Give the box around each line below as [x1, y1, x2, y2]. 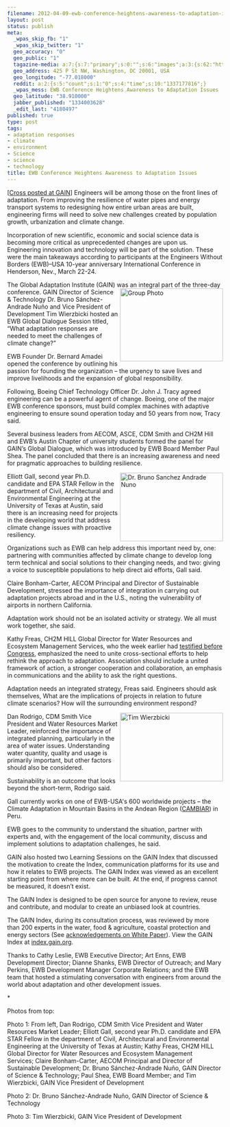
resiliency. [7, 530, 36, 538]
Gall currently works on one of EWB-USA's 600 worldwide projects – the [7, 797, 212, 805]
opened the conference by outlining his [7, 359, 118, 368]
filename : [7, 10, 36, 17]
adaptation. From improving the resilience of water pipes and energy [7, 195, 201, 204]
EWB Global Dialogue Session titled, [7, 317, 109, 325]
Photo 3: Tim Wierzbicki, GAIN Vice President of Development [7, 1112, 182, 1120]
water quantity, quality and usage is [7, 748, 107, 757]
